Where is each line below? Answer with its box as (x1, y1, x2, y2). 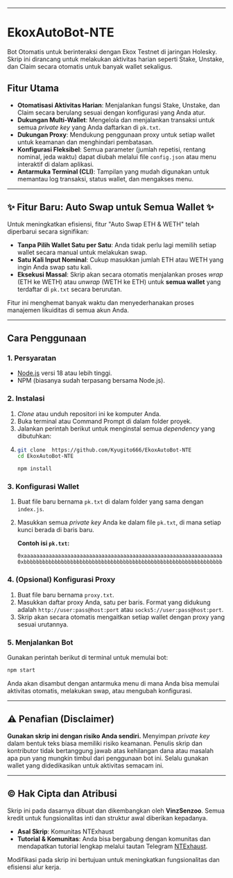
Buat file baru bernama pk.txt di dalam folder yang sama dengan (17, 497, 204, 506)
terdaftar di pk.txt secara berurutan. (17, 285, 123, 293)
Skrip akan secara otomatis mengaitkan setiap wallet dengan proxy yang (17, 613, 225, 621)
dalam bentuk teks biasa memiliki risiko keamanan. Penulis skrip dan (7, 739, 202, 747)
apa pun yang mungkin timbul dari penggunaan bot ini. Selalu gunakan (7, 754, 209, 762)
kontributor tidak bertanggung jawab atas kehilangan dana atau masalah (7, 746, 214, 754)
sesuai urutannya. (17, 620, 69, 629)
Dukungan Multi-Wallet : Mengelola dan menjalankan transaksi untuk (17, 115, 215, 124)
